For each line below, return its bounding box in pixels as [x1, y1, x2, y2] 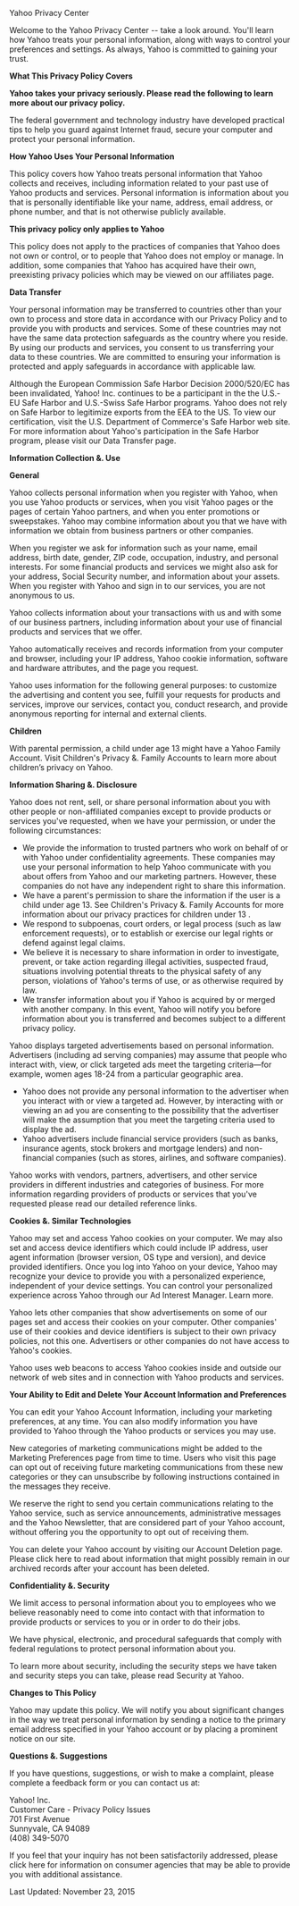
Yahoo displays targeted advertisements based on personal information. [9, 1040, 275, 1051]
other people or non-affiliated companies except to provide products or [9, 806, 272, 817]
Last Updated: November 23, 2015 [9, 1886, 136, 1897]
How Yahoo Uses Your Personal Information [9, 151, 175, 162]
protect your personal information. [9, 134, 136, 144]
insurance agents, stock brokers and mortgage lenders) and [21, 1143, 244, 1154]
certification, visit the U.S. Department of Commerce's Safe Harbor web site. [9, 416, 291, 427]
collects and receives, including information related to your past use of [9, 178, 270, 189]
